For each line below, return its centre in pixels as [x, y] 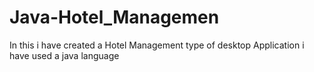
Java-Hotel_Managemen [114, 17]
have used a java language [64, 55]
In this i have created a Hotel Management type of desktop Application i [157, 45]
